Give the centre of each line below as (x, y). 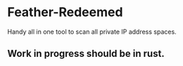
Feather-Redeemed (65, 12)
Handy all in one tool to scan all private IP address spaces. (92, 32)
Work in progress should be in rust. (86, 54)
